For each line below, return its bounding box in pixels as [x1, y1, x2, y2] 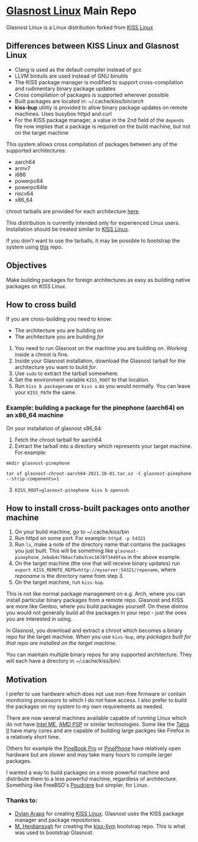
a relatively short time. [6, 733, 60, 741]
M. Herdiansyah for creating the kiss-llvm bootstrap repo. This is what [14, 822, 186, 830]
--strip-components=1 [6, 476, 60, 482]
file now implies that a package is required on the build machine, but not [14, 123, 191, 130]
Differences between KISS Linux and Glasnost [6, 41, 179, 51]
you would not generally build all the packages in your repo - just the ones [6, 609, 187, 617]
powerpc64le [14, 183, 48, 190]
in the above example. [127, 554, 181, 561]
